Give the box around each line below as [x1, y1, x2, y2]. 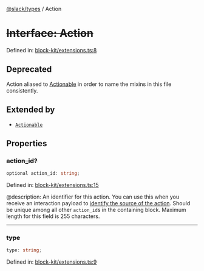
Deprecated [6, 64, 52, 75]
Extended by [6, 105, 55, 115]
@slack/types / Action [6, 5, 62, 12]
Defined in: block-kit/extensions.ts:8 [6, 46, 97, 54]
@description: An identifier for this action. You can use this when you [6, 193, 180, 200]
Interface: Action [6, 27, 94, 40]
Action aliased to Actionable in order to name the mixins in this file [6, 80, 172, 88]
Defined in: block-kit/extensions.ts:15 [6, 181, 99, 189]
